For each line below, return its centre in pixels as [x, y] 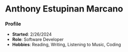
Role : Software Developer [38, 39]
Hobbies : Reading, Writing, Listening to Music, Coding [66, 45]
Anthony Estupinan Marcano [64, 9]
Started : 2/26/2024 [32, 34]
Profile [13, 24]
